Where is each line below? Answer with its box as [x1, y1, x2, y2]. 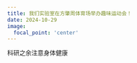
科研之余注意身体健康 [7, 49, 68, 57]
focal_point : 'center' [13, 29, 79, 36]
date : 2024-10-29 [7, 16, 57, 23]
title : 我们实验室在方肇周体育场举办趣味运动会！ [7, 10, 132, 17]
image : [7, 23, 26, 29]
